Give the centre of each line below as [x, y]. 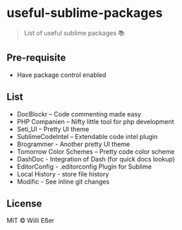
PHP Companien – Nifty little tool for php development [95, 121]
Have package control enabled [61, 75]
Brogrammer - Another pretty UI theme [73, 144]
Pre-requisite [36, 58]
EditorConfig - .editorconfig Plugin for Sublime [84, 167]
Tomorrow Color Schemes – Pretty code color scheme [96, 151]
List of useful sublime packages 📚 [74, 32]
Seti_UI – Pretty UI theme [53, 129]
